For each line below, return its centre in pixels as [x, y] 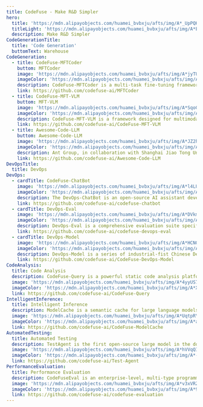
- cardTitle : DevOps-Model [46, 237]
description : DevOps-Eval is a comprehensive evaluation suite [98, 226]
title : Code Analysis [39, 271]
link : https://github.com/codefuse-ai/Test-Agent [75, 361]
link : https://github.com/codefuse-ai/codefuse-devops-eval [94, 231]
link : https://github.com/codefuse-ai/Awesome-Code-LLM [89, 158]
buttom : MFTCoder [39, 68]
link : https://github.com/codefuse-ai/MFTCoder [78, 91]
